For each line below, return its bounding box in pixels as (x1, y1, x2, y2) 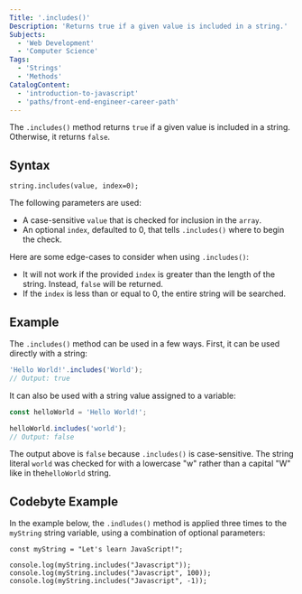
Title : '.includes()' (9, 13, 91, 23)
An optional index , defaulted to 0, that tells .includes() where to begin (22, 225, 285, 236)
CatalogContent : (9, 80, 70, 89)
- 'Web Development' (17, 38, 95, 48)
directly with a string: (9, 348, 88, 358)
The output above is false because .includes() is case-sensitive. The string (9, 449, 294, 459)
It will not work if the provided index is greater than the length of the (22, 269, 276, 280)
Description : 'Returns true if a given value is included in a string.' (9, 22, 288, 31)
